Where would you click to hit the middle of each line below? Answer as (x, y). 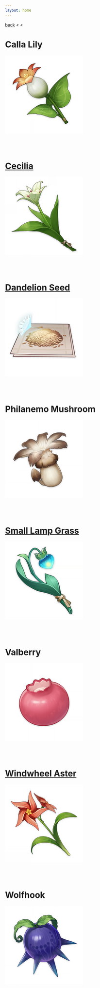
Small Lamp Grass (42, 531)
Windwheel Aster (41, 774)
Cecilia (19, 166)
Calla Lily (24, 44)
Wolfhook (25, 895)
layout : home (18, 10)
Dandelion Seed (38, 287)
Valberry (23, 652)
